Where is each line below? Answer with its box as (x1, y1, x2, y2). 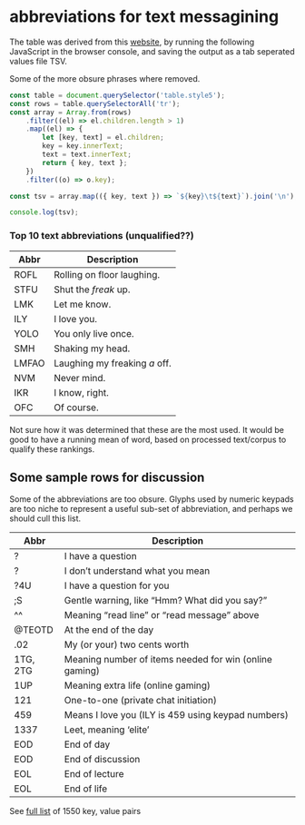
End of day (64, 738, 111, 751)
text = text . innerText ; (42, 150, 132, 160)
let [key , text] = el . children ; (42, 133, 165, 142)
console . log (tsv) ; (9, 208, 79, 217)
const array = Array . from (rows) (9, 107, 132, 117)
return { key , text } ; (42, 158, 128, 167)
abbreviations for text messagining (9, 6, 280, 27)
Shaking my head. (54, 342, 131, 355)
